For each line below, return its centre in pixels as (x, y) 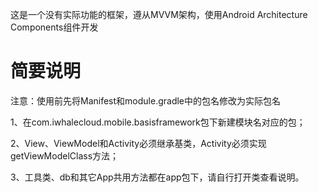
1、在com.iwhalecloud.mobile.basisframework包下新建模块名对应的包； (158, 122)
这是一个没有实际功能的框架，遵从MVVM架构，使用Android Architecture (159, 14)
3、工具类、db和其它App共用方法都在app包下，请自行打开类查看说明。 (157, 177)
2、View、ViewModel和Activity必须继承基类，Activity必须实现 (138, 143)
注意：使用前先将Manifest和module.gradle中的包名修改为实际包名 (146, 100)
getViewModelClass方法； (65, 155)
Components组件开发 (54, 27)
